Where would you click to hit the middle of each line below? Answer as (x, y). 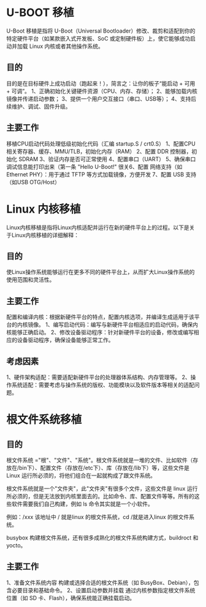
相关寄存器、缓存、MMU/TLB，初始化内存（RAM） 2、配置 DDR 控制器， (99, 151)
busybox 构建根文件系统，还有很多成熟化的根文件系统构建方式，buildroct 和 (102, 538)
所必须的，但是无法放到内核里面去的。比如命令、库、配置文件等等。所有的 (100, 496)
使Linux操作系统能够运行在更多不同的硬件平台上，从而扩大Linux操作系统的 (101, 272)
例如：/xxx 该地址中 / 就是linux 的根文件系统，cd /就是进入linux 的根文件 (98, 517)
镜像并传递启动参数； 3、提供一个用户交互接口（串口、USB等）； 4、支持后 (101, 98)
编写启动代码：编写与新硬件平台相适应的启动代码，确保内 (125, 325)
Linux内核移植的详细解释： (45, 235)
